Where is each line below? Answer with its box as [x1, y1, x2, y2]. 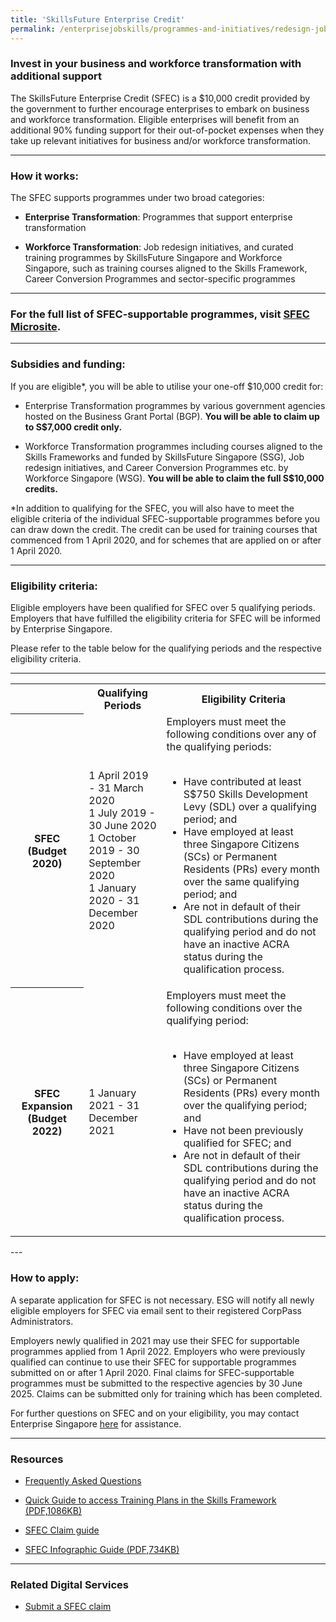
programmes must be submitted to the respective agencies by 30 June [10, 1377, 303, 1389]
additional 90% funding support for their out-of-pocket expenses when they [10, 124, 325, 136]
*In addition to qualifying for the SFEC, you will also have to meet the [10, 502, 295, 514]
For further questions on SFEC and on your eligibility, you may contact [10, 1407, 300, 1419]
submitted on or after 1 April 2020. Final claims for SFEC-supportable [10, 1366, 295, 1378]
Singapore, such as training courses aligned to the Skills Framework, [24, 262, 308, 275]
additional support [10, 69, 102, 83]
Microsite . [10, 320, 62, 334]
